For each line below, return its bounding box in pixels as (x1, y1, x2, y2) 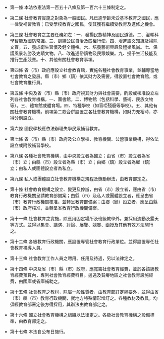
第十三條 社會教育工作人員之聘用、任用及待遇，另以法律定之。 (9, 255, 137, 261)
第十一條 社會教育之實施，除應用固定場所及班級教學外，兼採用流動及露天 (9, 216, 159, 221)
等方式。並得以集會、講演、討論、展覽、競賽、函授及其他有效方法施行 (9, 222, 154, 228)
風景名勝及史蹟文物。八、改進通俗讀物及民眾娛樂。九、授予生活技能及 (14, 50, 158, 56)
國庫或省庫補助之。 (23, 278, 62, 284)
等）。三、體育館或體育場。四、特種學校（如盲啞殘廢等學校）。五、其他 (9, 102, 154, 108)
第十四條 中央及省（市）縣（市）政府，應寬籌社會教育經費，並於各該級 (9, 266, 155, 272)
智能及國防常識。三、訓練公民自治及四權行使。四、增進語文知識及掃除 (14, 38, 158, 44)
